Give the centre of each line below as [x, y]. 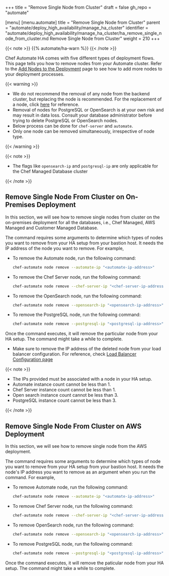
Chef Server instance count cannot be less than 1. [64, 390]
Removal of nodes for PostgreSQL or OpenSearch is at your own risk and [88, 110]
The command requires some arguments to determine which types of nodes [84, 237]
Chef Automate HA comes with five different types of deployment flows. [80, 58]
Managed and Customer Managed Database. [52, 228]
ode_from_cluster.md [27, 38]
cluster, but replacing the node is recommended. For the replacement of [87, 99]
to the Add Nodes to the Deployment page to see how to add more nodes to [84, 69]
